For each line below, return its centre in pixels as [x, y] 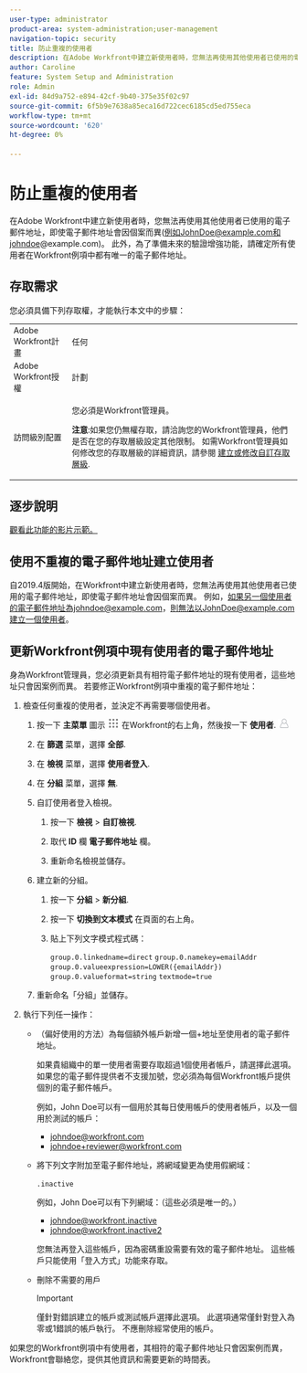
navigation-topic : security [63, 38]
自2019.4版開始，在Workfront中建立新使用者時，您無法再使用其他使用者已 [149, 586]
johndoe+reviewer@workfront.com [116, 1146]
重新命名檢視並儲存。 [90, 861]
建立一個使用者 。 [42, 619]
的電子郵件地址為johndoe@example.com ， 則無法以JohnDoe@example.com [152, 608]
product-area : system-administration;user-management [114, 29]
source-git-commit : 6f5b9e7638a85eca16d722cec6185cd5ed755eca [130, 106]
